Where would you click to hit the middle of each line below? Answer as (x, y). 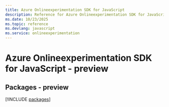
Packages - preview (37, 87)
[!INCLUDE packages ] (28, 99)
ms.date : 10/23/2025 (27, 19)
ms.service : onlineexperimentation (43, 33)
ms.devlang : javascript (30, 29)
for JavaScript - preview (57, 69)
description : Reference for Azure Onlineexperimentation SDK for (75, 15)
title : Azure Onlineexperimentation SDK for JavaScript (65, 10)
